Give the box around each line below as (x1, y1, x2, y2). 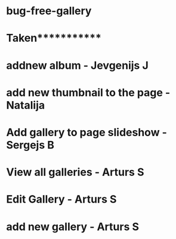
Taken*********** (6, 32, 101, 45)
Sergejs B (6, 138, 55, 152)
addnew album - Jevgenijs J (6, 58, 149, 72)
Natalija (6, 98, 45, 112)
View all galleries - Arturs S (6, 165, 144, 179)
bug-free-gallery (6, 4, 92, 18)
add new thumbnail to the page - (6, 86, 171, 99)
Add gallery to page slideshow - (6, 125, 167, 139)
